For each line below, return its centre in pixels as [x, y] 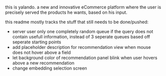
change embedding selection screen [50, 68]
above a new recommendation [43, 63]
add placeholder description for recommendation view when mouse [82, 47]
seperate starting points [37, 42]
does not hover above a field [41, 52]
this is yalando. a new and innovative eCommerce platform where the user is [83, 7]
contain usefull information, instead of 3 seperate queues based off [81, 37]
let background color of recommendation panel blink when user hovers [85, 58]
